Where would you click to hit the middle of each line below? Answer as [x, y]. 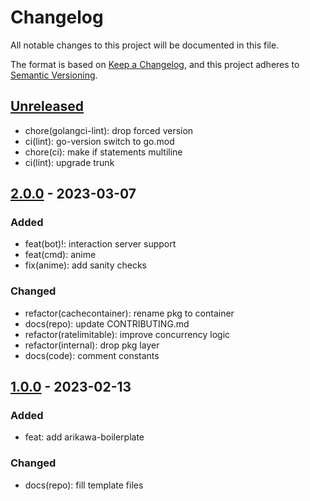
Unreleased [47, 106]
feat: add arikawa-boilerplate [84, 437]
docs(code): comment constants [92, 355]
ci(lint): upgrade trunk [69, 162]
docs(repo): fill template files [84, 485]
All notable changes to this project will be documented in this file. [145, 45]
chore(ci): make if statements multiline [103, 152]
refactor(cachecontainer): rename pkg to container [129, 313]
